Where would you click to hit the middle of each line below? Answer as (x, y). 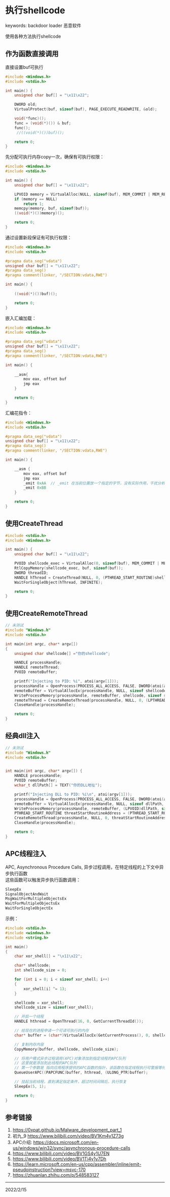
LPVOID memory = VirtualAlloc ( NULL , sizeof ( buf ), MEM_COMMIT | (82, 194)
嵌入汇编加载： (21, 318)
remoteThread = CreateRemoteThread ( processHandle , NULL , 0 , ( (81, 700)
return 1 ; (34, 204)
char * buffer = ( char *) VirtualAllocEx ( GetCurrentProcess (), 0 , (82, 1035)
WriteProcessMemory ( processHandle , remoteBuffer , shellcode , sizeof (88, 695)
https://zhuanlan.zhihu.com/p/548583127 (56, 1175)
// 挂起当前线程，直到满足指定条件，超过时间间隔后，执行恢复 (71, 1082)
